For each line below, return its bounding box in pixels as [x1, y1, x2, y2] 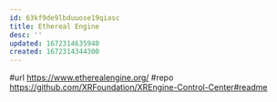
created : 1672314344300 [9, 47, 100, 56]
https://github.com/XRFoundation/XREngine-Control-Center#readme [9, 82, 268, 93]
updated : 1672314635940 [9, 38, 100, 48]
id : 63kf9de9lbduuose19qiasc [9, 13, 120, 23]
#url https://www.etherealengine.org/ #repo [9, 72, 174, 83]
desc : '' [9, 30, 43, 39]
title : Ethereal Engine [9, 22, 100, 31]
